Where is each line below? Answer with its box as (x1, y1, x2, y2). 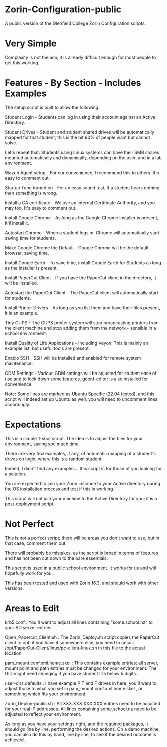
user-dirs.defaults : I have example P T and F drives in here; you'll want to (5, 680, 157, 686)
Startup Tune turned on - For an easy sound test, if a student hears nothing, (5, 184, 161, 191)
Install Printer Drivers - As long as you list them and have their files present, (5, 304, 161, 311)
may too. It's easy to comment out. (5, 205, 77, 211)
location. (5, 650, 23, 656)
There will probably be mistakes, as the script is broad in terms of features (5, 550, 158, 556)
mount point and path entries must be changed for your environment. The (5, 665, 157, 671)
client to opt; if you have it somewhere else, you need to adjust (5, 639, 134, 645)
